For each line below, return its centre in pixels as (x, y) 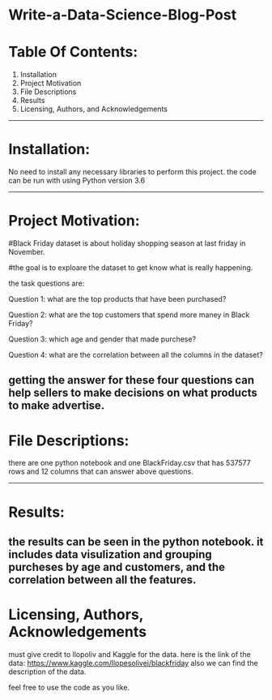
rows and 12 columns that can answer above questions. (101, 471)
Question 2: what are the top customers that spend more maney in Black (129, 315)
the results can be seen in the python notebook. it (136, 541)
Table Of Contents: (73, 52)
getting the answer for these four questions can (132, 380)
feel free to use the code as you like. (69, 687)
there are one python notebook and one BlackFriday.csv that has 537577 (130, 463)
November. (27, 252)
